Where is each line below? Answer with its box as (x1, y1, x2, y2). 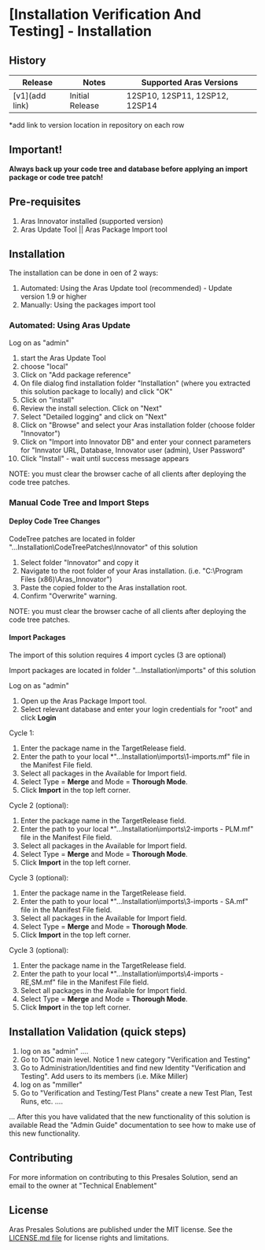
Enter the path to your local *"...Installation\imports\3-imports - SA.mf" (20, 897, 248, 906)
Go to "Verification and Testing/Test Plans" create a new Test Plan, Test (20, 1088, 252, 1097)
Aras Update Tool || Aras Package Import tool (20, 225, 167, 234)
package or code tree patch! (9, 172, 104, 182)
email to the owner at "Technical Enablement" (9, 1181, 157, 1190)
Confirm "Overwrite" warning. (20, 591, 117, 601)
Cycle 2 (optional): (9, 801, 69, 810)
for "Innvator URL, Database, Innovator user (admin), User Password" (20, 445, 246, 455)
